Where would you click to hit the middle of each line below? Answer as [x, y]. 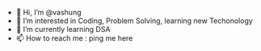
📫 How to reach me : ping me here [74, 38]
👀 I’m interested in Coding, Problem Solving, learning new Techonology [134, 21]
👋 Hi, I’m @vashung [48, 12]
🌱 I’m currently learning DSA [63, 29]
